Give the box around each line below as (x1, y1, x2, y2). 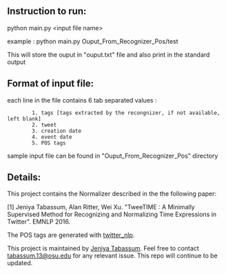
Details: (7, 171, 41, 183)
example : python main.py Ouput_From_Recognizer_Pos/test (7, 37, 178, 45)
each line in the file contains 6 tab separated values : (7, 96, 157, 104)
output (7, 58, 26, 66)
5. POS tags (32, 139, 67, 147)
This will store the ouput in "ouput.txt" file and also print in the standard (7, 50, 210, 59)
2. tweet (32, 121, 57, 128)
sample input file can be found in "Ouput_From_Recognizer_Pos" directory (7, 151, 218, 160)
